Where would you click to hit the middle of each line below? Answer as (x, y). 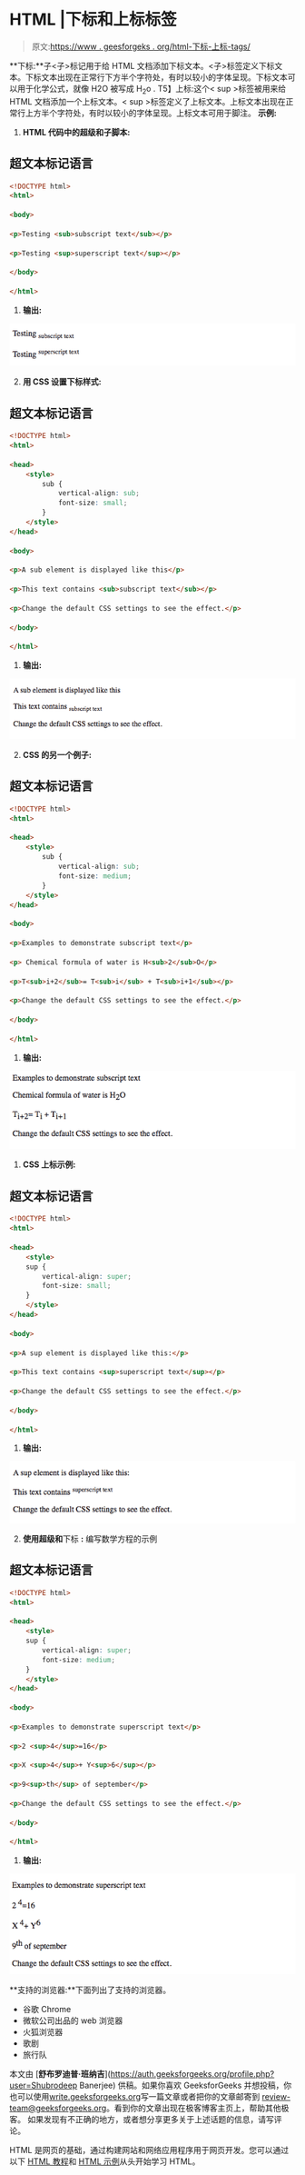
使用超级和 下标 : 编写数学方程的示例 (90, 1539)
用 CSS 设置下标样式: (62, 382)
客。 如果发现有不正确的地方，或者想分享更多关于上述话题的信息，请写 (142, 2119)
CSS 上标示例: (49, 1164)
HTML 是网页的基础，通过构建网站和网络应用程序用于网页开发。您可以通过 (149, 2150)
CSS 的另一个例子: (57, 754)
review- (276, 2096)
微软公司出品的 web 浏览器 (73, 2020)
